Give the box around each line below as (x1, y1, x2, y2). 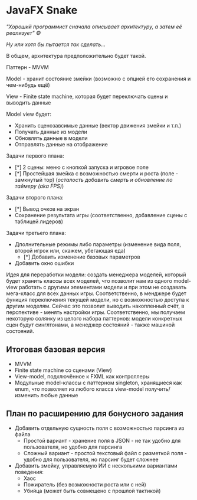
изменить (14, 391, 40, 398)
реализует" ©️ (6, 29, 41, 36)
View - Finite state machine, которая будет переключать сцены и (6, 93, 168, 100)
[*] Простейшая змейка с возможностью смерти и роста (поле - (14, 169, 179, 177)
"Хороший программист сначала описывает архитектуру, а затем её (6, 23, 182, 30)
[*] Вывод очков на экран (14, 205, 80, 213)
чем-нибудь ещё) (6, 81, 50, 89)
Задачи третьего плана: (6, 229, 66, 236)
